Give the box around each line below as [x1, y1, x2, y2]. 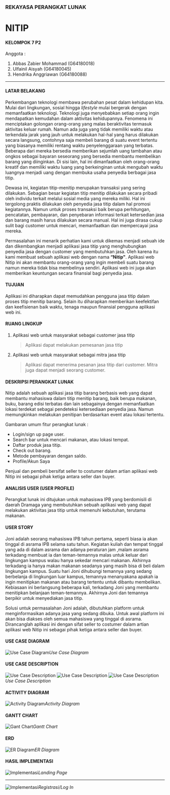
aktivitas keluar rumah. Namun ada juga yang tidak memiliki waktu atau [5, 126, 153, 132]
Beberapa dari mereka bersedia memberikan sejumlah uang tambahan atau [5, 147, 162, 154]
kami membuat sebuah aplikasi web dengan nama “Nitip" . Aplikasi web [5, 254, 155, 260]
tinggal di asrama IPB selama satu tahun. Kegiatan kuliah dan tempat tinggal [5, 541, 163, 547]
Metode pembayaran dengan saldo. [12, 453, 87, 459]
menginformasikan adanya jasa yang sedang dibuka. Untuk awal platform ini [5, 610, 164, 616]
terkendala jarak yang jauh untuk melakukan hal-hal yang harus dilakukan [5, 131, 159, 138]
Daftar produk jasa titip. [12, 442, 62, 448]
